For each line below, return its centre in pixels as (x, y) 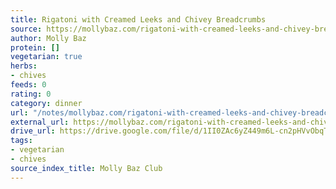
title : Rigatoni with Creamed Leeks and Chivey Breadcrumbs (138, 19)
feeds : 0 (28, 85)
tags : (21, 141)
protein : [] (35, 47)
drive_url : (33, 131)
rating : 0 (31, 94)
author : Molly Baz (48, 38)
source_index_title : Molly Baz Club (86, 168)
